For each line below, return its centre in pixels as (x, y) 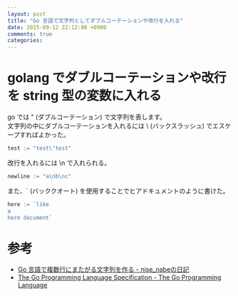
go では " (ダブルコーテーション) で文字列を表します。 (87, 117)
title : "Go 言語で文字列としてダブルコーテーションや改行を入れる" (95, 21)
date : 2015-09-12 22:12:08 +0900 (57, 27)
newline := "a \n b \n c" (40, 176)
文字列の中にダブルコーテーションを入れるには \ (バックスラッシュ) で (110, 126)
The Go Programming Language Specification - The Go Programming (119, 277)
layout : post (27, 14)
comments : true (30, 34)
